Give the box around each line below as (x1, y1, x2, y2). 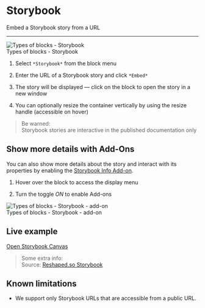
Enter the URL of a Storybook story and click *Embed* (15, 71, 148, 79)
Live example (6, 226, 58, 237)
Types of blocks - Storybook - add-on (6, 209, 103, 216)
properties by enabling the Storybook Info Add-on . (6, 167, 134, 174)
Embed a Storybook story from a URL (6, 24, 101, 31)
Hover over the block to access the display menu (15, 178, 138, 186)
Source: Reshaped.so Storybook (21, 260, 103, 268)
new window (15, 90, 48, 97)
